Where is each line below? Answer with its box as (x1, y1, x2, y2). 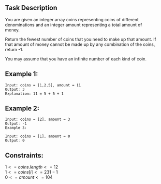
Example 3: (5, 126, 27, 130)
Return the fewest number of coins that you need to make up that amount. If (5, 36, 156, 42)
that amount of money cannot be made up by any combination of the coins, (5, 41, 155, 47)
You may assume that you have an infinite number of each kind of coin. (5, 56, 146, 62)
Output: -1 (5, 121, 27, 126)
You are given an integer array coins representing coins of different (5, 16, 139, 22)
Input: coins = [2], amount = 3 (5, 117, 70, 122)
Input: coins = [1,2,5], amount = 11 (5, 83, 81, 87)
